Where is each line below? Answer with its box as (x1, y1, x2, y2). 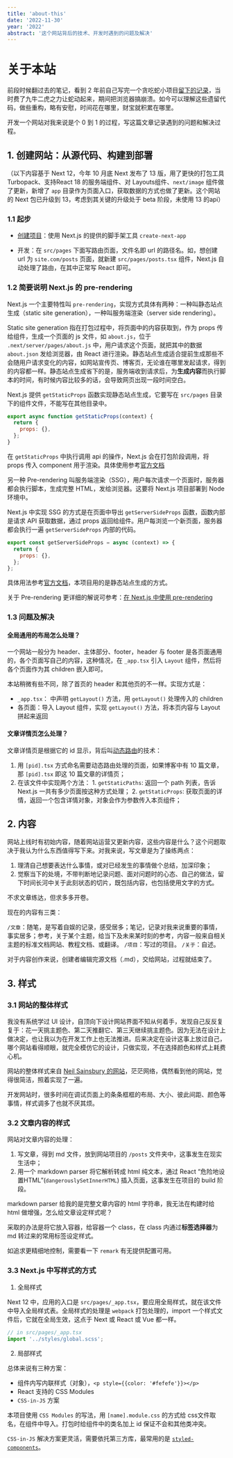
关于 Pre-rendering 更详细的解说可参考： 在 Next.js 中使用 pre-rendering (7, 593, 213, 602)
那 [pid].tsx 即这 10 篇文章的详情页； (17, 770, 126, 778)
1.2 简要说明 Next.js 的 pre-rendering (7, 283, 133, 292)
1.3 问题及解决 (7, 612, 55, 622)
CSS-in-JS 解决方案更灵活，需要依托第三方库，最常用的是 (7, 1434, 171, 1443)
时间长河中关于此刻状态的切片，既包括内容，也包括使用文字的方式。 (23, 878, 218, 887)
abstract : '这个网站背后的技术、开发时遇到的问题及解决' (7, 29, 153, 37)
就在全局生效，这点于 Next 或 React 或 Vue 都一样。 (31, 1315, 180, 1323)
